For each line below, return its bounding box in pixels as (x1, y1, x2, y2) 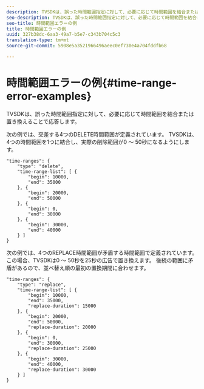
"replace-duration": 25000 (28, 345, 97, 351)
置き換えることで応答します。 (6, 118, 80, 125)
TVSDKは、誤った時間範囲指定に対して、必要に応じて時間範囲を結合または (6, 110, 194, 117)
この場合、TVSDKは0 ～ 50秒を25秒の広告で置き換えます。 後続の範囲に (6, 256, 188, 264)
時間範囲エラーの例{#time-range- (6, 76, 177, 90)
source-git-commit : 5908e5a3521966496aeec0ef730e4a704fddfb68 (6, 43, 167, 49)
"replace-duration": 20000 (28, 324, 97, 330)
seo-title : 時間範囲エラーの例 (6, 20, 77, 26)
